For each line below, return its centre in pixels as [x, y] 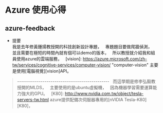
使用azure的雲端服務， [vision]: [49, 59]
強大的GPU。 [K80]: [43, 94]
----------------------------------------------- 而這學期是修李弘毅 [84, 81]
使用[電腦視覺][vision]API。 [44, 71]
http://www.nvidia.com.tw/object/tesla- [104, 94]
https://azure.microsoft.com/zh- [115, 59]
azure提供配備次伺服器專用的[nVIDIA [87, 100]
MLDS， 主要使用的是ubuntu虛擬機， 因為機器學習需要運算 [91, 87]
